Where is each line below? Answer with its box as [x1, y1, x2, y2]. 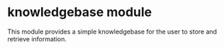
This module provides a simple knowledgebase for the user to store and [7, 27, 218, 36]
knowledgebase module [7, 4, 152, 20]
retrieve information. [7, 34, 67, 43]
